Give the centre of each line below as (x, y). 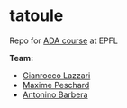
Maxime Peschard (56, 85)
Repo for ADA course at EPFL (64, 40)
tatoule (36, 16)
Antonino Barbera (55, 94)
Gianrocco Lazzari (56, 75)
